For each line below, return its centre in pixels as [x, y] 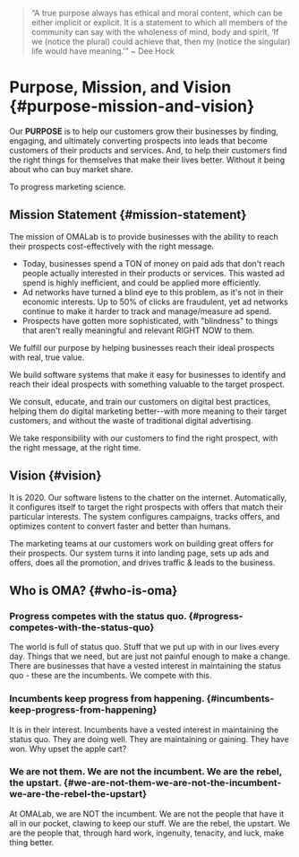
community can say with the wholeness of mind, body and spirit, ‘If [155, 32]
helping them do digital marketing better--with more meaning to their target [148, 411]
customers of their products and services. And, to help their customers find [148, 150]
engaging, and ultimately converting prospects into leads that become [139, 140]
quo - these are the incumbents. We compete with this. [111, 676]
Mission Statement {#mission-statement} [128, 215]
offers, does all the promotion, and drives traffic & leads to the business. [142, 562]
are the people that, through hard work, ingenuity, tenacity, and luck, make [147, 833]
